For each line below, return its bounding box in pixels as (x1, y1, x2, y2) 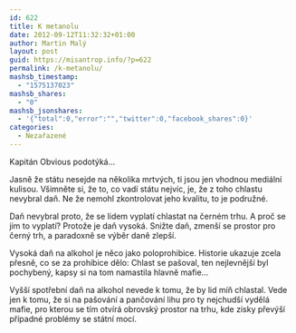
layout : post (9, 47, 59, 56)
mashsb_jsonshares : (9, 106, 83, 115)
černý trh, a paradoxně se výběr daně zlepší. (9, 230, 177, 240)
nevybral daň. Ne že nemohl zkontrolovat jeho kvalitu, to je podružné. (9, 192, 269, 204)
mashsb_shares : (9, 89, 67, 98)
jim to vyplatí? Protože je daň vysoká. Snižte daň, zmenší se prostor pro (9, 220, 276, 231)
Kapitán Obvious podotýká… (9, 156, 116, 167)
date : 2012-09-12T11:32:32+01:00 (9, 30, 136, 39)
